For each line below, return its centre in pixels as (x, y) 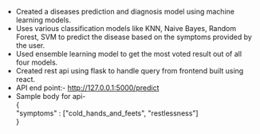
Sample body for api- (51, 96)
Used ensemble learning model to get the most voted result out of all (128, 54)
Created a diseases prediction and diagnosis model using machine (125, 12)
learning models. (43, 20)
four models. (37, 62)
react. (26, 79)
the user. (30, 45)
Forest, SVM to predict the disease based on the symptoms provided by (134, 37)
